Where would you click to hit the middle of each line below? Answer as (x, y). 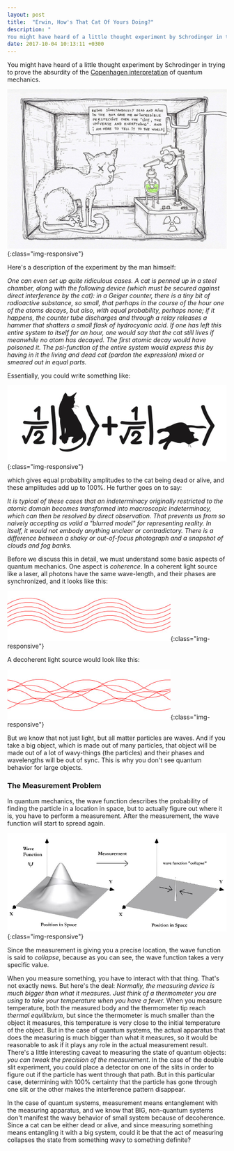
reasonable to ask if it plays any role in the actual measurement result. (108, 1044)
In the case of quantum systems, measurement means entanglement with (112, 1103)
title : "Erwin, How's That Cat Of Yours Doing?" (81, 22)
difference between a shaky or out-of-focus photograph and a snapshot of (115, 538)
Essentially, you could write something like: (69, 376)
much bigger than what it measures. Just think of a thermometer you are (112, 993)
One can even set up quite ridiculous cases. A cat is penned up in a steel (112, 281)
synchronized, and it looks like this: (57, 581)
